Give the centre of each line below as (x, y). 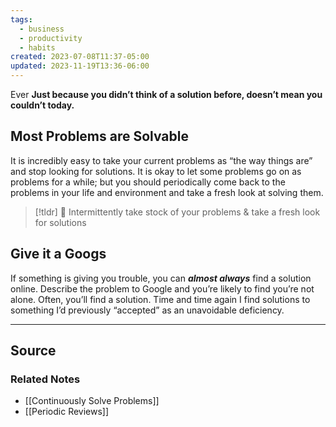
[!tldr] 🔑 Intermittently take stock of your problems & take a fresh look (177, 212)
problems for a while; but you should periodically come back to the (148, 182)
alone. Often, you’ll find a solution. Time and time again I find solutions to (160, 299)
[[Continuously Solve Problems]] (92, 401)
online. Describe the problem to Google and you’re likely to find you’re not (162, 288)
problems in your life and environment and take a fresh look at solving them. (167, 192)
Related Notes (45, 379)
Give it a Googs (58, 254)
